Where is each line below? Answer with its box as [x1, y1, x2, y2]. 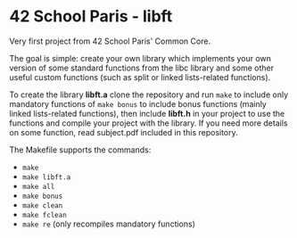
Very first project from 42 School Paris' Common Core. [9, 36, 211, 46]
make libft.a [21, 172, 71, 182]
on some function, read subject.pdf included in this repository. [9, 127, 238, 137]
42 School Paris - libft [9, 6, 173, 27]
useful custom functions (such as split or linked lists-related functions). [9, 71, 271, 82]
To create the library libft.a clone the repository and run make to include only [9, 89, 289, 100]
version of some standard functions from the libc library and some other [9, 62, 275, 73]
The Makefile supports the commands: [9, 144, 152, 155]
